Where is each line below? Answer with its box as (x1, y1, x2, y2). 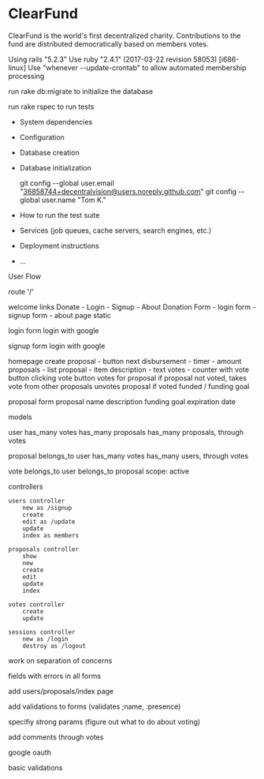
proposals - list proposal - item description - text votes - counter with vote (8, 365, 250, 374)
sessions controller (8, 628, 76, 636)
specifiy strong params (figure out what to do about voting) (8, 717, 201, 726)
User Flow (8, 272, 42, 281)
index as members (22, 531, 80, 539)
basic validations (8, 762, 63, 772)
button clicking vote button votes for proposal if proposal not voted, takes (8, 373, 247, 383)
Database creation (19, 148, 80, 157)
